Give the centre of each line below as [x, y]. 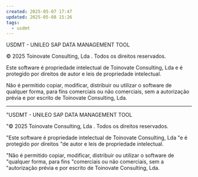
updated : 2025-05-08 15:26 [39, 17]
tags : [13, 22]
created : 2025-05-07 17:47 [39, 12]
